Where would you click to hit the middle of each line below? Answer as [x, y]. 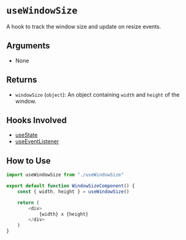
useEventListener [37, 141]
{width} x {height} [63, 214]
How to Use [29, 161]
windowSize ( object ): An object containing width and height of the [97, 94]
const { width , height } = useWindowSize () [73, 192]
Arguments [28, 46]
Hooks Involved [37, 120]
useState [26, 135]
